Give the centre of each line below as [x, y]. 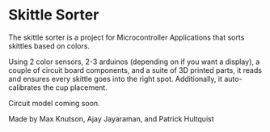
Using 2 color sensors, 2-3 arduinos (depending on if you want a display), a [134, 62]
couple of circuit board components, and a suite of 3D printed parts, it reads [135, 70]
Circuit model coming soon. [54, 103]
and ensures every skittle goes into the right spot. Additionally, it [116, 79]
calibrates [25, 87]
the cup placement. [75, 87]
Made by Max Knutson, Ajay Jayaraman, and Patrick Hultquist [111, 118]
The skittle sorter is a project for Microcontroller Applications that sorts [127, 37]
